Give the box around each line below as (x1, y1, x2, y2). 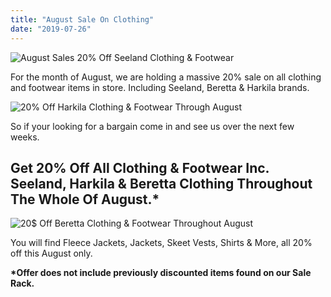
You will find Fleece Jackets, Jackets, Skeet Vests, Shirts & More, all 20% (10, 237, 313, 249)
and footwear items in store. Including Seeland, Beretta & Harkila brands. (10, 81, 310, 93)
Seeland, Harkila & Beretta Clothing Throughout (10, 175, 313, 192)
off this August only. (10, 247, 93, 260)
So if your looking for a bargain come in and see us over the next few (10, 120, 295, 132)
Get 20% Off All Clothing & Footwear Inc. (10, 159, 270, 176)
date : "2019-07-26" (10, 24, 92, 34)
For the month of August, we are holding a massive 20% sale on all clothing (10, 71, 322, 83)
